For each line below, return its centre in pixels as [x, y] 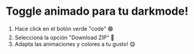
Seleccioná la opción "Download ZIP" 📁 [64, 37]
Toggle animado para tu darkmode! [97, 11]
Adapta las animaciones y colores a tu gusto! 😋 [75, 44]
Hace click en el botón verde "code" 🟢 [64, 28]
